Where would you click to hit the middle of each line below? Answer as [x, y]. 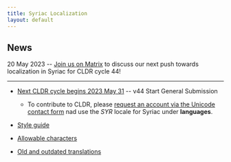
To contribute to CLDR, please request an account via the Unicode [121, 104]
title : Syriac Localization [47, 13]
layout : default [30, 20]
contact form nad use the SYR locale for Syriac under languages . [120, 112]
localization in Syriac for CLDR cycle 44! [64, 71]
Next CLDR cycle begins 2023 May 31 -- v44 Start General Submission [117, 91]
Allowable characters [47, 139]
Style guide [33, 125]
